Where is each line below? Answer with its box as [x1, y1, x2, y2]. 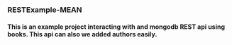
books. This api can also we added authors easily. [7, 30, 158, 38]
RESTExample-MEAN [7, 5, 83, 15]
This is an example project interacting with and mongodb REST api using [7, 22, 226, 31]
